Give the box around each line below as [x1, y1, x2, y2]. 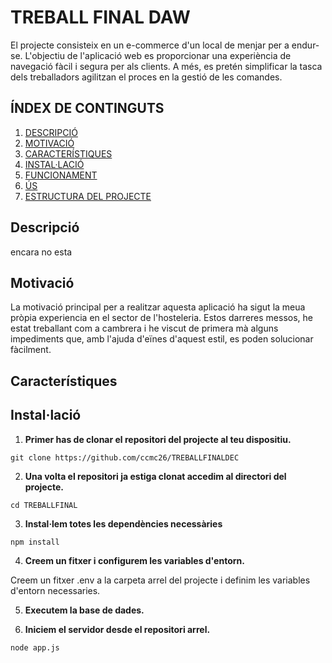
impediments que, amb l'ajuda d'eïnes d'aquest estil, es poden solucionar [10, 333, 314, 345]
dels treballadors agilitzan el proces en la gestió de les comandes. [10, 71, 283, 83]
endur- [291, 39, 320, 51]
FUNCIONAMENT [24, 169, 98, 181]
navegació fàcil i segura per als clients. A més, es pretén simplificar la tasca [10, 60, 323, 72]
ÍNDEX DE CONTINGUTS [10, 100, 165, 117]
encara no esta [10, 246, 73, 258]
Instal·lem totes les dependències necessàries [24, 517, 223, 530]
